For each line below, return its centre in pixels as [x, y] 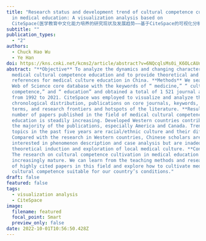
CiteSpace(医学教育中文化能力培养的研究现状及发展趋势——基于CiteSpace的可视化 [102, 23]
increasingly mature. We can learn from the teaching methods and [98, 160]
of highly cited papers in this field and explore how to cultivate [101, 166]
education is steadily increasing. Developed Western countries [96, 120]
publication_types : [31, 35]
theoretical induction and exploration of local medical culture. [98, 149]
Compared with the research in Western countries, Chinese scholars [101, 138]
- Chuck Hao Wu [31, 52]
